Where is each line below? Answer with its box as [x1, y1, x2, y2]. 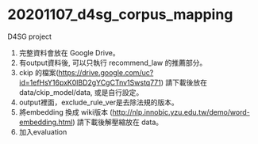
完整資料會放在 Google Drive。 [18, 47, 120, 57]
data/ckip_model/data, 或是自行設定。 [18, 87, 144, 97]
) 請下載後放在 [160, 78, 208, 87]
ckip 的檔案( [18, 67, 59, 77]
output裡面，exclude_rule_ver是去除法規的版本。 [18, 97, 179, 107]
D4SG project [7, 32, 52, 41]
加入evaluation [18, 127, 67, 136]
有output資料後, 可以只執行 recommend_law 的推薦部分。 [18, 58, 207, 67]
